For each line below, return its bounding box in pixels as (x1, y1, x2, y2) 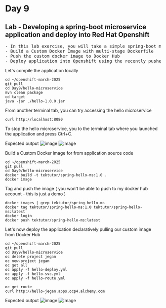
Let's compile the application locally (5, 68, 79, 73)
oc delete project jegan (5, 254, 56, 259)
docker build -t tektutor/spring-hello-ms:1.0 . (5, 173, 107, 177)
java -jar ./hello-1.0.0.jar (5, 99, 65, 104)
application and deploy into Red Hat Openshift (5, 30, 150, 39)
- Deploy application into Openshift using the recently (5, 58, 146, 64)
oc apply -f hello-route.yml (5, 276, 65, 281)
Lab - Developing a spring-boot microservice (5, 23, 147, 31)
